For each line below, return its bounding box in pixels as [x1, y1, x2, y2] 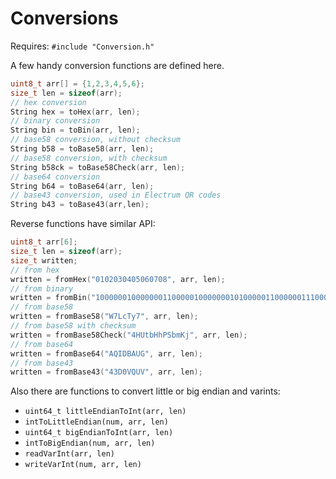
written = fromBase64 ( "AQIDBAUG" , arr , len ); [10, 348, 203, 359]
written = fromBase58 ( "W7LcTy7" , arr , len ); [10, 312, 199, 322]
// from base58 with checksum [10, 321, 137, 331]
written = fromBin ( [10, 293, 92, 303]
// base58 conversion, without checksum [10, 135, 182, 145]
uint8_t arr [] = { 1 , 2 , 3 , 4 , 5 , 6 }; [10, 78, 145, 89]
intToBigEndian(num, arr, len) [24, 438, 156, 449]
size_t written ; [10, 255, 78, 266]
